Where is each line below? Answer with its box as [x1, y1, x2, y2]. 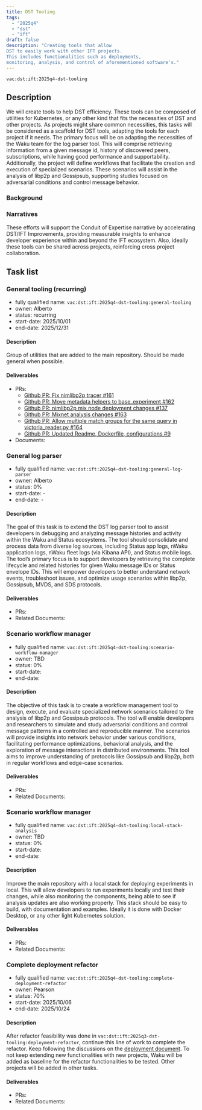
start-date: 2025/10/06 [14, 999, 72, 1006]
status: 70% [14, 992, 45, 1000]
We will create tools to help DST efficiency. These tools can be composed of [6, 108, 196, 115]
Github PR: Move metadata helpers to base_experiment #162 [24, 398, 175, 405]
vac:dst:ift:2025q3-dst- [97, 1033, 160, 1039]
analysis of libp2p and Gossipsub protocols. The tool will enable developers [6, 714, 194, 721]
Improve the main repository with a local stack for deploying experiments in [6, 880, 194, 887]
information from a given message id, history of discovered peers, [6, 147, 171, 154]
